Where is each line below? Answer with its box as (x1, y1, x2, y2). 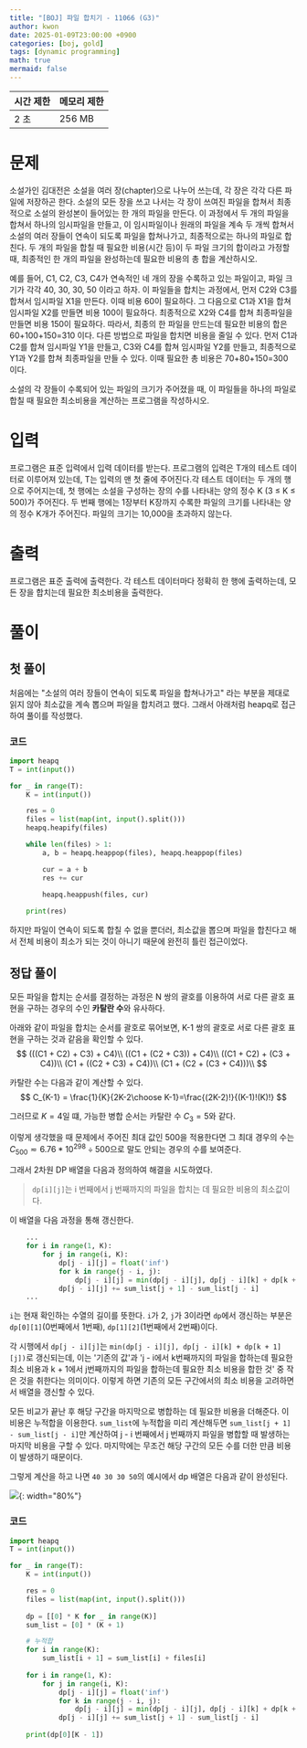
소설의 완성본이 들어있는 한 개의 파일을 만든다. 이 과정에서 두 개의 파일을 (33, 207, 290, 218)
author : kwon (9, 22, 59, 31)
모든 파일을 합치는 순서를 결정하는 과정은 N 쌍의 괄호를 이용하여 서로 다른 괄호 (9, 991, 286, 1002)
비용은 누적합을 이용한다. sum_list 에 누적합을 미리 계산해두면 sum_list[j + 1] (9, 1417, 291, 1428)
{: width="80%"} (18, 1490, 82, 1501)
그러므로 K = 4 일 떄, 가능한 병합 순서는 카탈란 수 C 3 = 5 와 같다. (9, 1111, 236, 1124)
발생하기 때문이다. (18, 1452, 83, 1463)
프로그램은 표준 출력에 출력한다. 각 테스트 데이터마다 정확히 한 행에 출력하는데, (9, 575, 288, 586)
